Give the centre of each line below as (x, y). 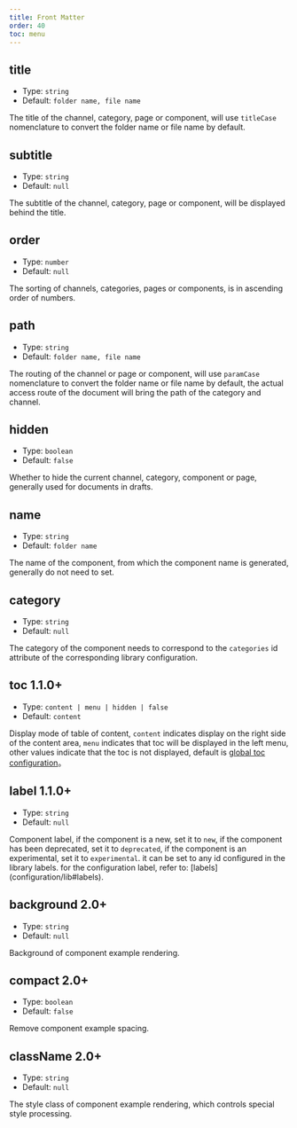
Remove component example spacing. (79, 1029)
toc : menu (27, 34)
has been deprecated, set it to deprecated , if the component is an (128, 849)
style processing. (41, 1114)
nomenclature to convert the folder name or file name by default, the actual (146, 383)
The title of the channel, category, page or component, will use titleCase (143, 118)
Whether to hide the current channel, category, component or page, (133, 478)
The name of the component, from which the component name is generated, (149, 563)
